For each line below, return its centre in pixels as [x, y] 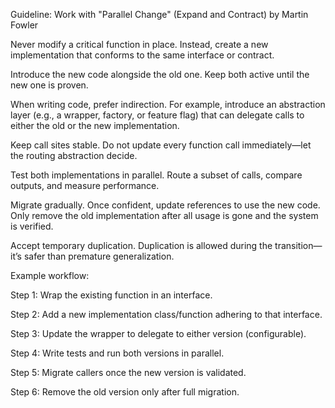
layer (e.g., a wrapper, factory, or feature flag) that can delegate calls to [157, 115]
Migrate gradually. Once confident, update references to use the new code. [165, 205]
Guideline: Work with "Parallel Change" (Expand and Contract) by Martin [159, 14]
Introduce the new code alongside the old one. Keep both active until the [160, 74]
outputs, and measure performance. [85, 185]
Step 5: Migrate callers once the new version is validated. [128, 372]
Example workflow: [50, 275]
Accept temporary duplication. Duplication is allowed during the [141, 245]
